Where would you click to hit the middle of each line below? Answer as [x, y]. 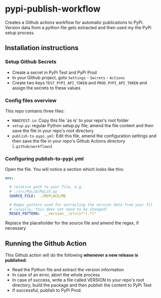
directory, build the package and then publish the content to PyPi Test [82, 285]
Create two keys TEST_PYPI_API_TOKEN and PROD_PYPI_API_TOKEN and [79, 83]
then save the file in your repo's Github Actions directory [68, 141]
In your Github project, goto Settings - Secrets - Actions [68, 77]
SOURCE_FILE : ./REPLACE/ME [38, 196]
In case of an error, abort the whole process [56, 275]
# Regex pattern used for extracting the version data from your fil [81, 205]
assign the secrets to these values [46, 88]
